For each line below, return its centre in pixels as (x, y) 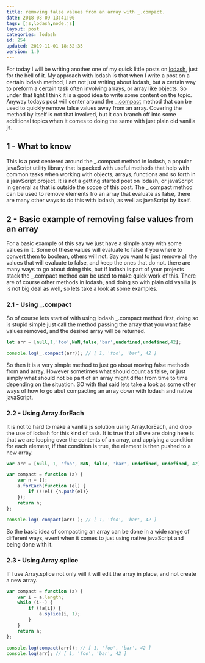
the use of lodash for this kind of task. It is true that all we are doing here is (100, 433)
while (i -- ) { (35, 603)
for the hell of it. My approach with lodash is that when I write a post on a (98, 75)
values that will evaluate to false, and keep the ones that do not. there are (99, 263)
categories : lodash (31, 35)
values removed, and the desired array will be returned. (76, 331)
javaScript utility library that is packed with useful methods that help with (98, 168)
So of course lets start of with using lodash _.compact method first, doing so (103, 318)
